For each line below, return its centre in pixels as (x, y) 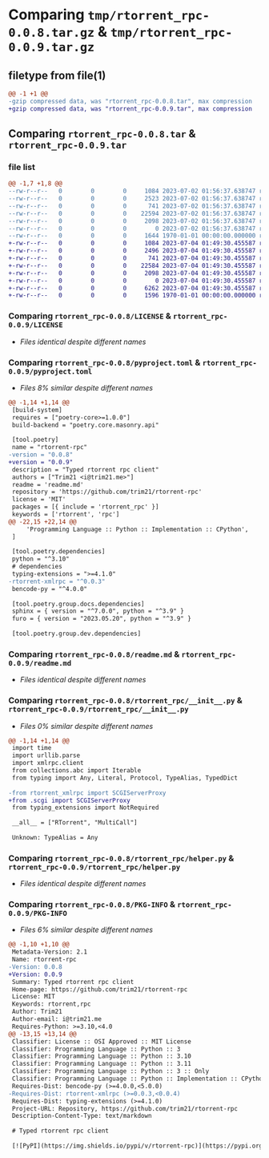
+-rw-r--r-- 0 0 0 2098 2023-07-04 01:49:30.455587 (132, 273)
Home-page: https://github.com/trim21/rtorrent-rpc (100, 989)
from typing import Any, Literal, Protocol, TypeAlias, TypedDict (125, 778)
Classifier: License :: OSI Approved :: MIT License (102, 1041)
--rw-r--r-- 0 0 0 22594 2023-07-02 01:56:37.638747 (132, 213)
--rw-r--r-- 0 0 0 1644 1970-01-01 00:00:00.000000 (132, 236)
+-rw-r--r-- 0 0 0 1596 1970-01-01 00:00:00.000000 (132, 296)
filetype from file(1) (57, 75)
